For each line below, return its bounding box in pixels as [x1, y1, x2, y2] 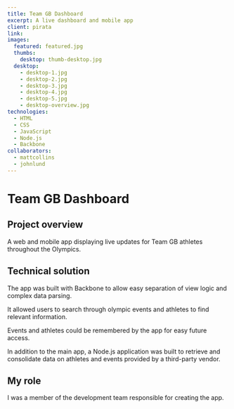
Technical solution [7, 265, 90, 278]
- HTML [13, 115, 33, 122]
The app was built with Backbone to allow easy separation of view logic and [7, 284, 227, 292]
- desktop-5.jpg [20, 96, 68, 103]
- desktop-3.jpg [20, 82, 68, 89]
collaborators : [7, 148, 52, 155]
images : [7, 37, 30, 44]
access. [7, 333, 30, 342]
